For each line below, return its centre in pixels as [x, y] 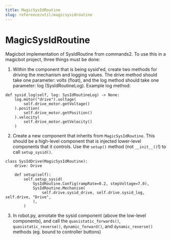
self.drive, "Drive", [28, 197]
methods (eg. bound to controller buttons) [57, 232]
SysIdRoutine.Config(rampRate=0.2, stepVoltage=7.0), [91, 184]
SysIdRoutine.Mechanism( [59, 188]
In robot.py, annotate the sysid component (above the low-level [79, 215]
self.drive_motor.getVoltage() [57, 104]
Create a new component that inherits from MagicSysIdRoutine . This [84, 136]
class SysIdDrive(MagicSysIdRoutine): [46, 161]
